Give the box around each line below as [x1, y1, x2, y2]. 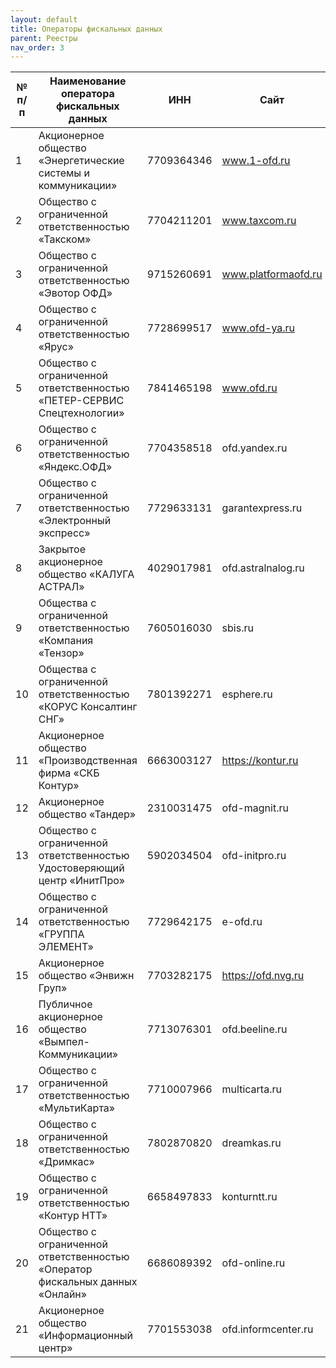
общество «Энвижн [38, 969, 135, 983]
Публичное [38, 997, 93, 1011]
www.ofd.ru [221, 381, 278, 395]
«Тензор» [38, 646, 85, 660]
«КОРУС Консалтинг [38, 700, 138, 714]
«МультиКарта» [38, 1101, 116, 1115]
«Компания [38, 634, 94, 648]
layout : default [10, 14, 78, 25]
